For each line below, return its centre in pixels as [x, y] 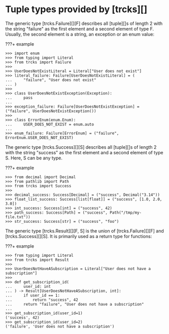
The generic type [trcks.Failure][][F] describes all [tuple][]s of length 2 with [84, 23]
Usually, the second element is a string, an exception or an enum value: [80, 34]
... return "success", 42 [42, 300]
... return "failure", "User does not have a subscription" [75, 304]
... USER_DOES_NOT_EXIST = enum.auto [50, 124]
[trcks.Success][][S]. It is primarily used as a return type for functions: [79, 236]
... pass [19, 97]
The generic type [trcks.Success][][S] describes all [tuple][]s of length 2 [81, 147]
